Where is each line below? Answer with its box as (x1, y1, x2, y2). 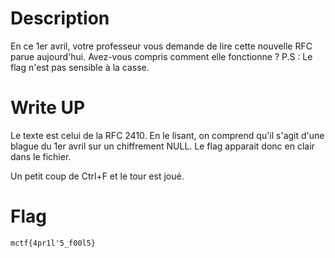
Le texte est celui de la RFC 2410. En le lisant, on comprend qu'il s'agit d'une (10, 129, 325, 141)
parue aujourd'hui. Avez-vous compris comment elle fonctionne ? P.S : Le (10, 50, 313, 62)
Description (10, 7, 110, 30)
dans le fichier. (10, 150, 72, 162)
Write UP (10, 97, 86, 119)
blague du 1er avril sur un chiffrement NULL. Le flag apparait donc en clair (10, 140, 315, 152)
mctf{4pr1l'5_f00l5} (10, 238, 97, 248)
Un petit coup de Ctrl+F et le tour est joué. (10, 170, 185, 182)
